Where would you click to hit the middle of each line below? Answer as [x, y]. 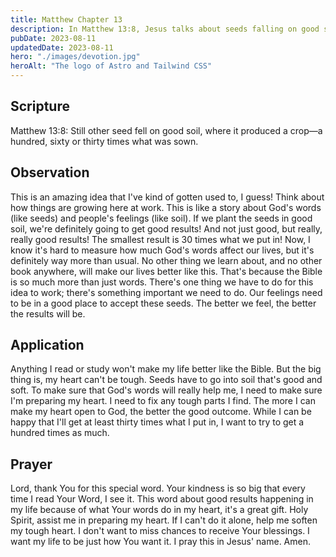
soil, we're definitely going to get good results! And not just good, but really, [166, 228]
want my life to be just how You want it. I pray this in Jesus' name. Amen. [160, 542]
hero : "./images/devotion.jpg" [75, 57]
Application [47, 345]
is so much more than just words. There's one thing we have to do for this [162, 282]
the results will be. [48, 313]
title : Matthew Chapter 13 [66, 19]
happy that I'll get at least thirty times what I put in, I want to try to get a [157, 422]
